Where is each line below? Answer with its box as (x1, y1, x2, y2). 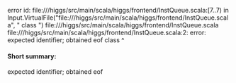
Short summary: (7, 52, 57, 60)
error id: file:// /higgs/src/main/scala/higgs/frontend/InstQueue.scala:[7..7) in (7, 6, 229, 14)
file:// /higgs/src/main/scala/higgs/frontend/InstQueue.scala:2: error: (7, 28, 207, 37)
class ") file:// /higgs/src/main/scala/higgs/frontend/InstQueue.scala (21, 21, 219, 29)
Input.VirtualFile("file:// (7, 13, 74, 22)
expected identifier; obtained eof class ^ (7, 36, 125, 44)
